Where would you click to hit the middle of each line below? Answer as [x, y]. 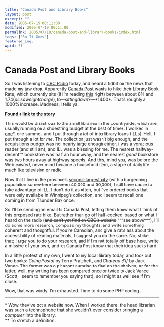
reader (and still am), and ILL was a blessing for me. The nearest [70, 149]
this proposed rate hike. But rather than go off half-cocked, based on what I [81, 215]
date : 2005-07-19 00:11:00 [32, 23]
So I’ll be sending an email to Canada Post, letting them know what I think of [81, 209]
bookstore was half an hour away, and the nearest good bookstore [91, 154]
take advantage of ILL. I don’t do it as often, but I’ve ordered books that [76, 190]
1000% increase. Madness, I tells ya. [42, 104]
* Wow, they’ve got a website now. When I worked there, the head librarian [80, 305]
